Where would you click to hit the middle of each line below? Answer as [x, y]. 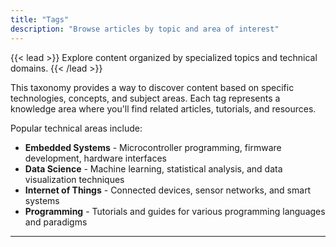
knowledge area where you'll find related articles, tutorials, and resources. [163, 108]
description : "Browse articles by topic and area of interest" [145, 29]
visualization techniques [74, 179]
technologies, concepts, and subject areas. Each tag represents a [145, 98]
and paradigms [56, 222]
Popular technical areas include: [76, 128]
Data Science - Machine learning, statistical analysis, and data [153, 168]
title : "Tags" [40, 19]
